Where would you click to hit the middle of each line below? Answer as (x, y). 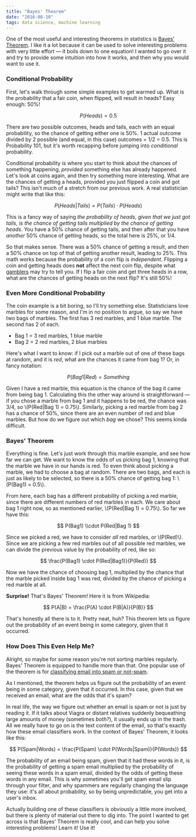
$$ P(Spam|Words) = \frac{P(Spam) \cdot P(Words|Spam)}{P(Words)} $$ (98, 749)
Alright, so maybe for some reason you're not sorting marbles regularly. (92, 659)
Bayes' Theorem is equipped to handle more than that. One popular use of (96, 665)
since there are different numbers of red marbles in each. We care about (93, 502)
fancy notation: (24, 366)
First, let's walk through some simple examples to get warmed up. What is (95, 92)
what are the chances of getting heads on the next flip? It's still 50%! (89, 278)
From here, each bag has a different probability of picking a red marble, (92, 496)
